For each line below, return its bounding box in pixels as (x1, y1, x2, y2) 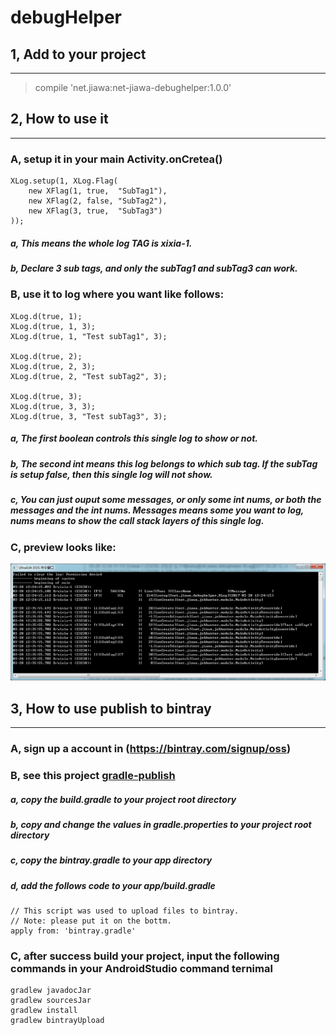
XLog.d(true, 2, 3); (10, 361, 97, 371)
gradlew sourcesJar (10, 996, 92, 1006)
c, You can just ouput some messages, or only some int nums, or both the (10, 494, 322, 506)
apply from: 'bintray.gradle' (10, 926, 137, 936)
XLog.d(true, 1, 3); (10, 321, 97, 331)
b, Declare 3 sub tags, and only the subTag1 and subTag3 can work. (10, 262, 298, 275)
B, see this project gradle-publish (10, 769, 176, 783)
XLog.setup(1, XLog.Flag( (10, 176, 118, 186)
